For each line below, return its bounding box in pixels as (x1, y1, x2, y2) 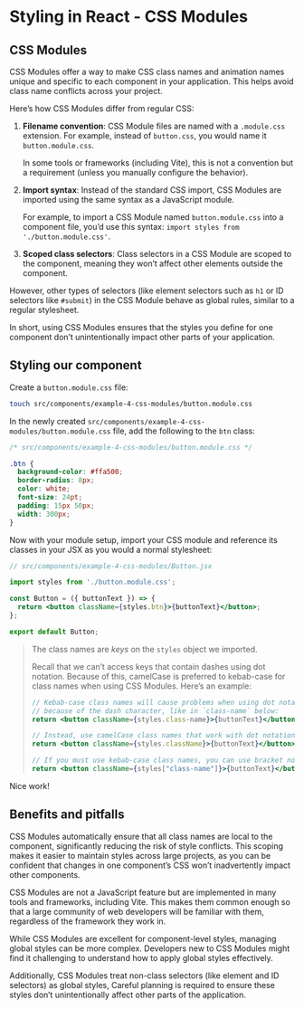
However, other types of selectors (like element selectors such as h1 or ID (9, 285, 284, 296)
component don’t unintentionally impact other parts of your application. (9, 332, 276, 342)
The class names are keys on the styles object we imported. (31, 643, 258, 654)
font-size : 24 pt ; (17, 493, 83, 502)
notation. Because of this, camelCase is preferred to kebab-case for (31, 671, 286, 681)
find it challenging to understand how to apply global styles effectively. (9, 952, 273, 963)
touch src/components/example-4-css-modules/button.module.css (9, 399, 253, 408)
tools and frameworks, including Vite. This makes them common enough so (9, 896, 291, 907)
